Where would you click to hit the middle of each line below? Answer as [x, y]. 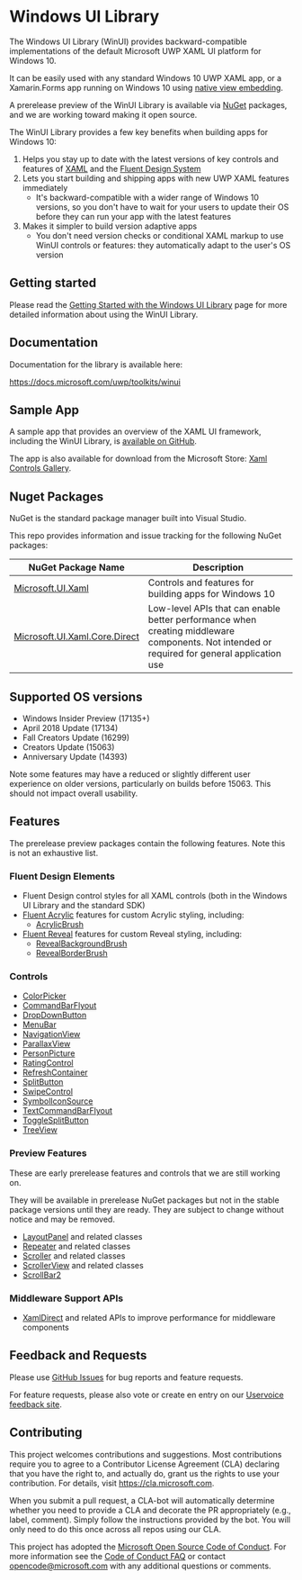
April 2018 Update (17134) [70, 728]
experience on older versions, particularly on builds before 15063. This [140, 784]
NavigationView [51, 1034]
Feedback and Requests [78, 1355]
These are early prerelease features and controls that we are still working [145, 1173]
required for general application [214, 654]
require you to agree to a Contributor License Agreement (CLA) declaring [145, 1464]
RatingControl [48, 1063]
